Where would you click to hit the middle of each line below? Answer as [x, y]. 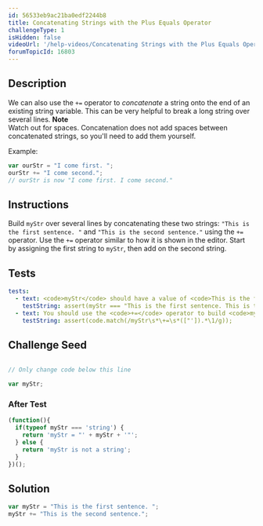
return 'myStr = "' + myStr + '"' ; [80, 435]
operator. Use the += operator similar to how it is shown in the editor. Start [126, 240]
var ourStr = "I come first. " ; [61, 166]
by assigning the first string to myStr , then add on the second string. [117, 249]
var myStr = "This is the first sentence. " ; [83, 507]
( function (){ [29, 421]
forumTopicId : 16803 [42, 52]
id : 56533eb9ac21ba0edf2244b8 [58, 15]
